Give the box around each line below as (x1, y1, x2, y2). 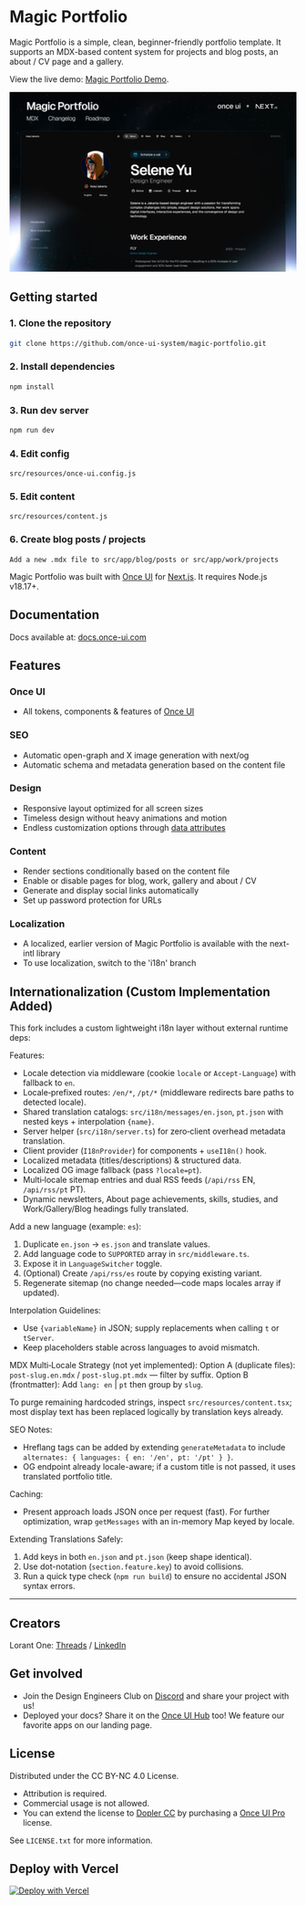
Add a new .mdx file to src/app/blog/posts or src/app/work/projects (9, 555, 280, 564)
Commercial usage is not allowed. (22, 1797, 150, 1808)
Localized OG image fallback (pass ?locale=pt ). (22, 1165, 202, 1176)
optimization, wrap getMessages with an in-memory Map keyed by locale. (22, 1516, 295, 1527)
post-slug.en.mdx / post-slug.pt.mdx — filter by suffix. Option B (9, 1369, 249, 1380)
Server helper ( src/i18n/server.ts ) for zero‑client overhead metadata (22, 1125, 286, 1137)
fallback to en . (22, 1077, 76, 1088)
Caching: (9, 1489, 44, 1500)
